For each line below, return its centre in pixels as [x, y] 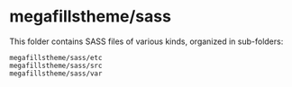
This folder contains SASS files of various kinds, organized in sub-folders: [146, 41]
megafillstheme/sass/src [56, 65]
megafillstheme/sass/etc [56, 57]
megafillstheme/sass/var [56, 74]
